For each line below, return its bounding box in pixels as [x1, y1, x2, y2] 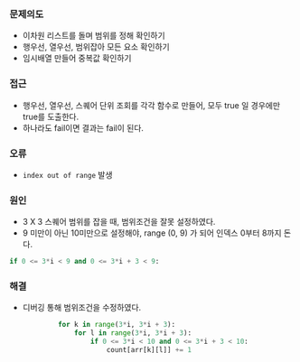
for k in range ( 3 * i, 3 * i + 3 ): [57, 320, 176, 330]
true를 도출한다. [22, 111, 80, 122]
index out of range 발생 [22, 169, 113, 180]
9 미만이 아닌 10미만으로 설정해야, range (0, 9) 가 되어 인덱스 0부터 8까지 [22, 227, 282, 238]
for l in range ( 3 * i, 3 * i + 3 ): [73, 329, 192, 338]
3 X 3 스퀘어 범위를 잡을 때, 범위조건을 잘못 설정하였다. [22, 217, 216, 227]
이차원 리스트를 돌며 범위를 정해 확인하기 [22, 30, 165, 42]
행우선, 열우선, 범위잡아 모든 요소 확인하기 [22, 42, 170, 52]
